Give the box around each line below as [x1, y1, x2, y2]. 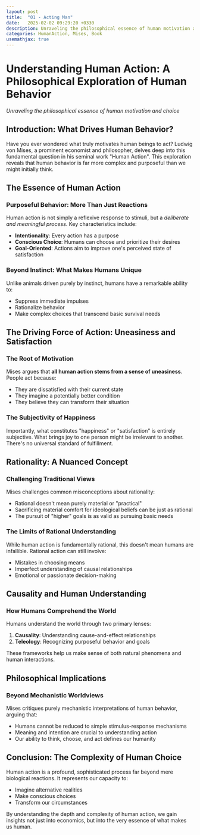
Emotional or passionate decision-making [14, 572, 117, 579]
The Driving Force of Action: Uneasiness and [6, 327, 176, 337]
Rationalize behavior [14, 303, 65, 311]
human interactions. [6, 656, 55, 663]
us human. [6, 823, 32, 830]
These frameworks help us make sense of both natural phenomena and [6, 650, 182, 657]
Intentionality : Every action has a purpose [14, 232, 119, 239]
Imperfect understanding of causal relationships [14, 565, 133, 572]
